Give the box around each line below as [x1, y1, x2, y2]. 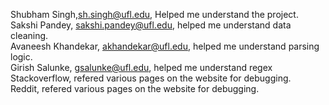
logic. [10, 51, 33, 63]
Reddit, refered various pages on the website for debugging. [10, 83, 260, 94]
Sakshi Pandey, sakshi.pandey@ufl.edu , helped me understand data [10, 19, 292, 31]
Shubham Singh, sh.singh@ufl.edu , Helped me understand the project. [10, 9, 299, 20]
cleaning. [10, 30, 49, 41]
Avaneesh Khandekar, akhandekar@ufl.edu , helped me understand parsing [10, 40, 320, 52]
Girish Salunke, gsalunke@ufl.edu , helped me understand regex [10, 62, 273, 73]
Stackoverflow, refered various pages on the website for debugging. [10, 72, 292, 84]
